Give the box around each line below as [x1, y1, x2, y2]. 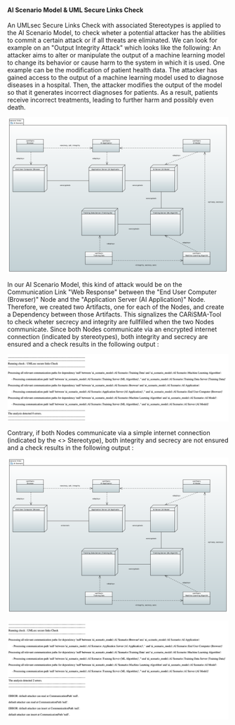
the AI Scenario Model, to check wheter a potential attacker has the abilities [7, 29, 226, 37]
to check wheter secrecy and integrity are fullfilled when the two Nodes [7, 317, 215, 326]
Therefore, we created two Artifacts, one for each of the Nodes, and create [7, 302, 224, 311]
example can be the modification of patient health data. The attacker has [7, 66, 217, 74]
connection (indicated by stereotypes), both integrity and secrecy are [7, 332, 208, 340]
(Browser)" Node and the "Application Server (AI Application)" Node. [7, 295, 206, 303]
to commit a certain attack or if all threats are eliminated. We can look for [7, 36, 217, 45]
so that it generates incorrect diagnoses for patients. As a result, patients [7, 88, 219, 97]
